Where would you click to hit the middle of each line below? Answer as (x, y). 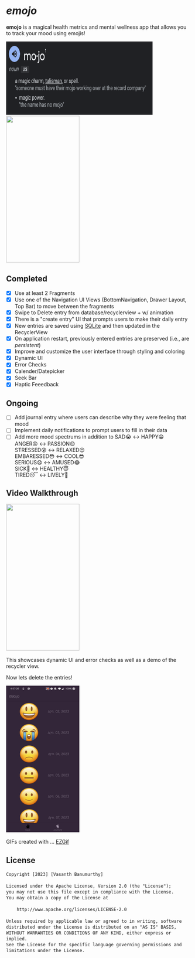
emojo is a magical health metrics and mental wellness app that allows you (96, 27)
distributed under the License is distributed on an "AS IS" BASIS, (91, 928)
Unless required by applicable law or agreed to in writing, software (94, 922)
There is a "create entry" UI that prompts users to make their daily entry (101, 319)
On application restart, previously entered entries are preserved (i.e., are (102, 339)
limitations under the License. (45, 951)
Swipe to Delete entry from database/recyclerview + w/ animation (94, 312)
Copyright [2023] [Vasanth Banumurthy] (55, 875)
